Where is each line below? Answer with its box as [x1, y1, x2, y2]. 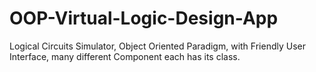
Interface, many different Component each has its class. [9, 50, 241, 62]
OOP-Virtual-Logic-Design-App [9, 7, 279, 30]
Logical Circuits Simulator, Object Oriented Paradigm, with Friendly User [9, 40, 306, 52]
